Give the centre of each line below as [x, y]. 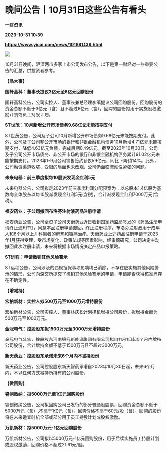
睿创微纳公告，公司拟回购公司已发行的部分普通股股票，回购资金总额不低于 [81, 404]
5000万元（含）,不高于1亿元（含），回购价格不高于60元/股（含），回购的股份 [83, 411]
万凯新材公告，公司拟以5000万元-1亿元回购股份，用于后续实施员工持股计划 [82, 438]
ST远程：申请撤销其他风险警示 [37, 257]
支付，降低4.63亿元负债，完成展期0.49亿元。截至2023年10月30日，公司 [83, 148]
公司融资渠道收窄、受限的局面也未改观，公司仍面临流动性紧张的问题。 [77, 167]
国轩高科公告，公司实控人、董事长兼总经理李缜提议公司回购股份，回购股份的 [83, 102]
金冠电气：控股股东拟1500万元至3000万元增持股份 [58, 329]
